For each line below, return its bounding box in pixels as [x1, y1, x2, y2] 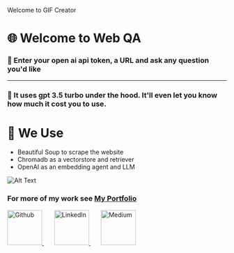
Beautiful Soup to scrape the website [17, 148, 124, 156]
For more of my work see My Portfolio [7, 194, 137, 204]
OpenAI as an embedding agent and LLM [17, 163, 136, 171]
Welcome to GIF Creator [7, 6, 77, 14]
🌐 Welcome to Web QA [7, 31, 141, 46]
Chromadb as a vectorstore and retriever [17, 155, 134, 164]
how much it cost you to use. [7, 99, 107, 109]
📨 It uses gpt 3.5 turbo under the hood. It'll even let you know [7, 91, 218, 100]
